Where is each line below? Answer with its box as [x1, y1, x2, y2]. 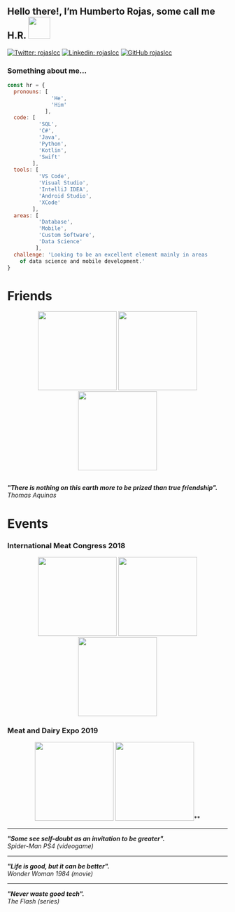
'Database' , [38, 219, 73, 226]
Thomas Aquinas [7, 491, 57, 500]
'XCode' [38, 199, 61, 206]
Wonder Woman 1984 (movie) [7, 869, 93, 878]
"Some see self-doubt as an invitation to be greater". [7, 834, 166, 843]
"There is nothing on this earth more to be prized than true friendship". [7, 484, 218, 492]
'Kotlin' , [38, 147, 68, 154]
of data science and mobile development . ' [20, 257, 145, 265]
